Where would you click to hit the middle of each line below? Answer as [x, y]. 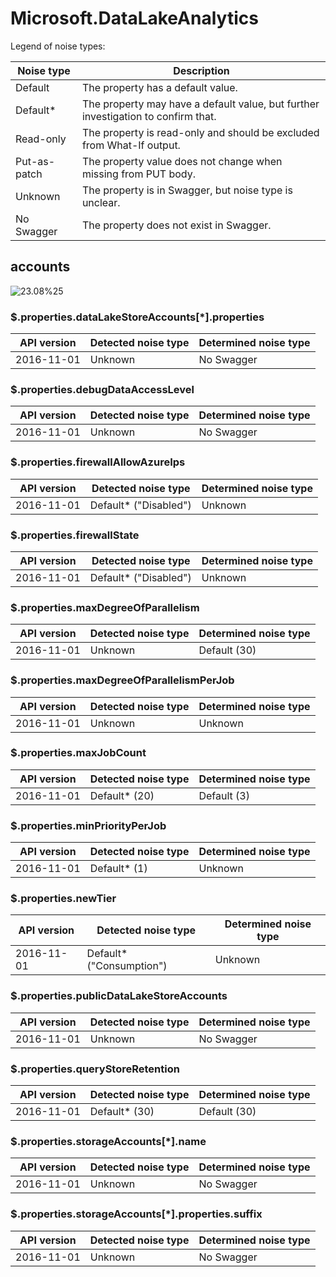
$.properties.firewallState [75, 535]
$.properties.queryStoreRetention [95, 1069]
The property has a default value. [159, 87]
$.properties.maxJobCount [78, 753]
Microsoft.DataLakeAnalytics [134, 18]
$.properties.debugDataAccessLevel [102, 389]
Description [201, 70]
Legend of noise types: [58, 46]
